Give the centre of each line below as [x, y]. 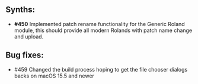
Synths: [20, 10]
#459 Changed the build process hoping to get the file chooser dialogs [101, 69]
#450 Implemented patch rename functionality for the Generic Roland [99, 24]
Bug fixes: [25, 55]
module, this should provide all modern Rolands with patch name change [103, 30]
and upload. [29, 36]
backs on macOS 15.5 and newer [54, 76]
